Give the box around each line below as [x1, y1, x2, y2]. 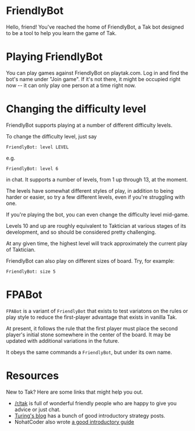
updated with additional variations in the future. [6, 337, 119, 344]
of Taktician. [6, 246, 36, 253]
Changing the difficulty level [6, 102, 147, 116]
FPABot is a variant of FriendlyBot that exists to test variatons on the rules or [6, 307, 188, 314]
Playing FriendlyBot [6, 50, 103, 64]
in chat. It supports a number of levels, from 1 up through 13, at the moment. [6, 176, 188, 183]
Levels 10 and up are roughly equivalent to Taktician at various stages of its [6, 222, 186, 229]
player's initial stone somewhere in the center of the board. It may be [6, 331, 171, 338]
